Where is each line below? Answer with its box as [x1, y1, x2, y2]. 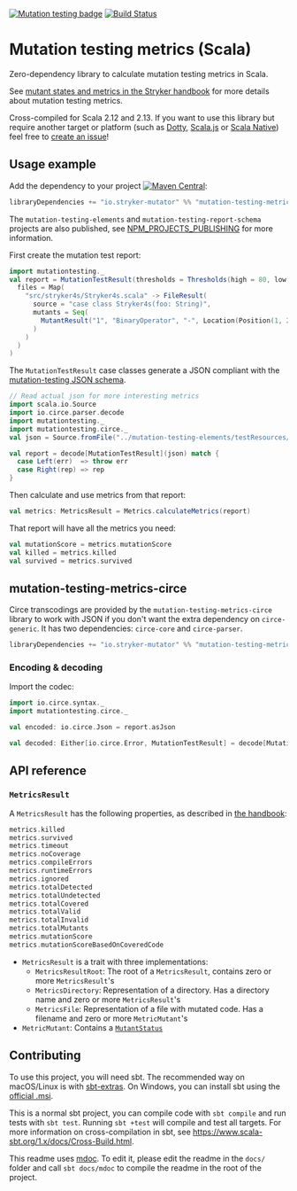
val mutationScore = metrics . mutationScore [9, 540, 172, 549]
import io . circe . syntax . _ [9, 698, 104, 708]
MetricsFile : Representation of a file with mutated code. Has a [34, 1003, 263, 1014]
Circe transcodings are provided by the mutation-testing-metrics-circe [9, 604, 272, 615]
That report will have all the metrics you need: [9, 523, 177, 533]
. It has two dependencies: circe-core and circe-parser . [36, 623, 243, 634]
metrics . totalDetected [9, 883, 93, 891]
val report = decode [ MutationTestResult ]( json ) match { [9, 448, 219, 458]
